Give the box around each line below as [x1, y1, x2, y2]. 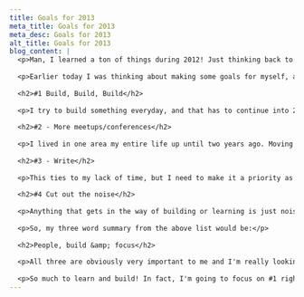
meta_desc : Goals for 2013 [9, 30, 111, 39]
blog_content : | [9, 47, 71, 56]
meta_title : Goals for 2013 [9, 22, 116, 31]
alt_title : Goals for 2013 [9, 38, 111, 48]
